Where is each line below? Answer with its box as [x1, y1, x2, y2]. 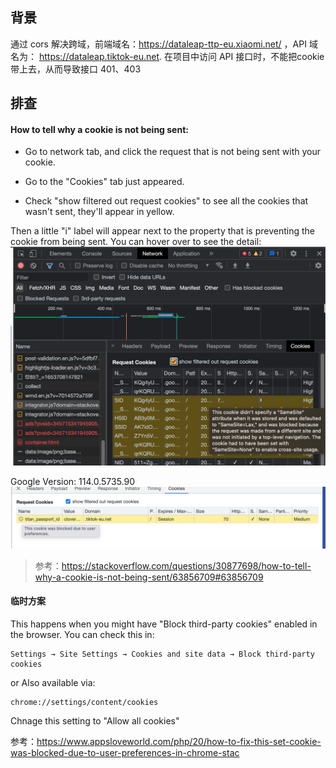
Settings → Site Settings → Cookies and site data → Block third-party [10, 649, 315, 659]
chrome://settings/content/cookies [10, 697, 159, 707]
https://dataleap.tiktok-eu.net [38, 50, 160, 62]
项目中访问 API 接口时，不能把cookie [173, 50, 325, 62]
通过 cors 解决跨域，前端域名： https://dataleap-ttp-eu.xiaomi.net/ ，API [10, 38, 307, 50]
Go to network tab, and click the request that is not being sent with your [24, 146, 322, 158]
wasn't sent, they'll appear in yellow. [24, 206, 175, 218]
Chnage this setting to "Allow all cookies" [10, 714, 180, 727]
